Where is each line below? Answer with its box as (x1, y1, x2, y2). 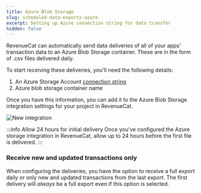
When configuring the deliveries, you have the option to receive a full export (6, 167, 195, 174)
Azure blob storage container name (14, 85, 104, 92)
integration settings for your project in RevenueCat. (6, 103, 134, 110)
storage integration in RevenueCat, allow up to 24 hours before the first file (6, 132, 192, 139)
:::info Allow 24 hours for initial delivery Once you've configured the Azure (6, 126, 190, 133)
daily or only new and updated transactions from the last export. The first (6, 174, 188, 181)
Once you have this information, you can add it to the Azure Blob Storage (6, 96, 188, 103)
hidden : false (6, 25, 42, 32)
